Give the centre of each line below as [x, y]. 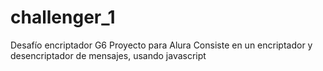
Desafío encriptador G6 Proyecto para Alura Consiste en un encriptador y [161, 45]
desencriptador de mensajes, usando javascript [108, 55]
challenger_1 [63, 17]
